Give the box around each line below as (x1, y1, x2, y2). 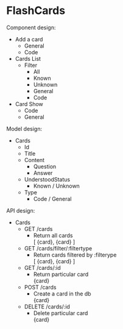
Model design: (6, 125, 43, 132)
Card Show (15, 100, 44, 107)
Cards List (15, 55, 41, 62)
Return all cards (33, 232, 73, 239)
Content (24, 156, 44, 163)
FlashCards (6, 4, 66, 18)
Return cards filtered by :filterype (33, 251, 117, 258)
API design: (6, 207, 35, 214)
